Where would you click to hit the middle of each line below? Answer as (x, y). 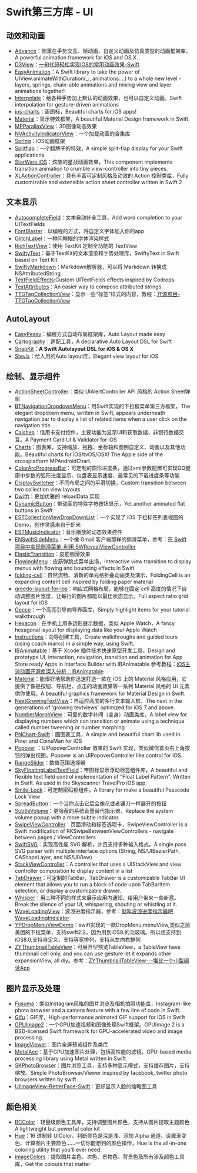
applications (29, 155)
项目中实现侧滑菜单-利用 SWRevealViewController (75, 547)
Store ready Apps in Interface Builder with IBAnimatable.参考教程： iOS (100, 664)
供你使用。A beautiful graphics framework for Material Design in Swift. (100, 694)
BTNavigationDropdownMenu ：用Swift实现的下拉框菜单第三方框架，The (102, 406)
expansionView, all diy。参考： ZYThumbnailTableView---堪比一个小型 (99, 961)
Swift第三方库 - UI (50, 12)
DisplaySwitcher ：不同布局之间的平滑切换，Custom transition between (100, 483)
